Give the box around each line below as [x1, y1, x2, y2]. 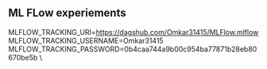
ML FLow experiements [8, 6, 126, 20]
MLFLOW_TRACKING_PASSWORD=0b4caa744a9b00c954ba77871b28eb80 [8, 44, 257, 54]
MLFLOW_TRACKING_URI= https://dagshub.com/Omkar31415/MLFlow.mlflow [8, 27, 259, 36]
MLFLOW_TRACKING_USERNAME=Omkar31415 [8, 36, 164, 45]
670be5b [8, 52, 38, 62]
